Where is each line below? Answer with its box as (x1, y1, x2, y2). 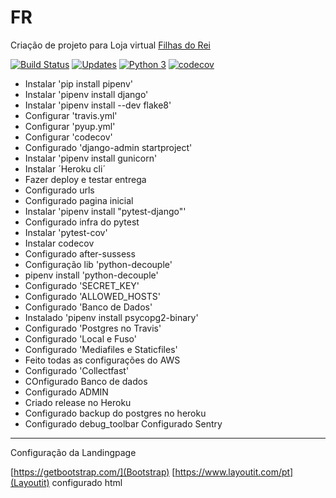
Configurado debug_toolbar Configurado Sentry (24, 417, 223, 430)
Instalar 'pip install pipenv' (24, 77, 133, 90)
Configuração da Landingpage (10, 446, 137, 458)
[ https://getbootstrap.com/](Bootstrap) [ (10, 466, 176, 478)
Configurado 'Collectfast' (24, 364, 130, 376)
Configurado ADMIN (24, 386, 109, 398)
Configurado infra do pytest (24, 216, 140, 228)
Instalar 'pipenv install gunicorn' (24, 152, 158, 164)
